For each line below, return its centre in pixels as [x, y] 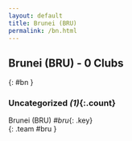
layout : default [35, 16]
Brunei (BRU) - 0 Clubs [66, 63]
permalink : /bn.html [43, 30]
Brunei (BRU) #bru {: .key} [51, 120]
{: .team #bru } [33, 129]
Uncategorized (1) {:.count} [62, 103]
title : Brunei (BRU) [43, 23]
